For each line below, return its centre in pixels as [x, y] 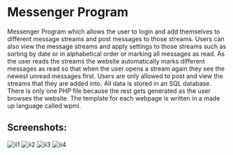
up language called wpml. [44, 105]
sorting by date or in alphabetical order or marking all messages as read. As [116, 54]
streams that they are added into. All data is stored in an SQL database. [109, 83]
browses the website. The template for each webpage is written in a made [114, 98]
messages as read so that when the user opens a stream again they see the [116, 68]
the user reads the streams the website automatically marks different [106, 61]
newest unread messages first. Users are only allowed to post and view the [115, 76]
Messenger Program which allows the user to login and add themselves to [114, 31]
